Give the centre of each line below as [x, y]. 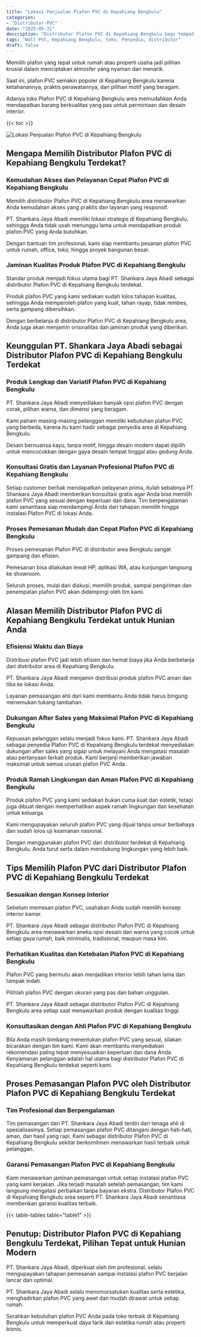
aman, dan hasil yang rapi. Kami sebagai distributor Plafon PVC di [87, 1136]
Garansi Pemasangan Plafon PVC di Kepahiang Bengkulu [91, 1164]
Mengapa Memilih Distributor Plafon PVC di [89, 154]
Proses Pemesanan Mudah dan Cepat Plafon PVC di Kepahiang [100, 529]
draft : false [22, 46]
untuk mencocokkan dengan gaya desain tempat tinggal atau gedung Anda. [100, 451]
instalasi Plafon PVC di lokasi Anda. [50, 513]
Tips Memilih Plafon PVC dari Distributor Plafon [97, 868]
